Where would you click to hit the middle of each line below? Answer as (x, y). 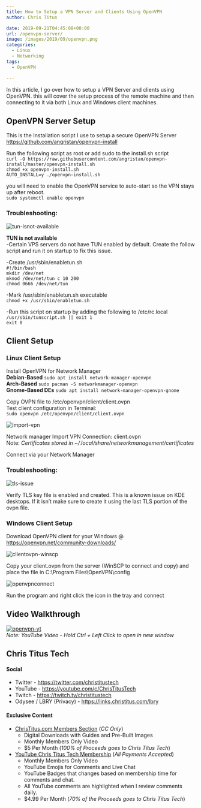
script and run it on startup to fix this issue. (59, 251)
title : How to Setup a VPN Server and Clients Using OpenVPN (84, 12)
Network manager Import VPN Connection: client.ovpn (74, 437)
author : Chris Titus (32, 17)
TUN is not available (32, 238)
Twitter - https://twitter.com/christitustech (67, 682)
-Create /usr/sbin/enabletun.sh (44, 262)
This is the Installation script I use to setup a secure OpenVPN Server (91, 135)
